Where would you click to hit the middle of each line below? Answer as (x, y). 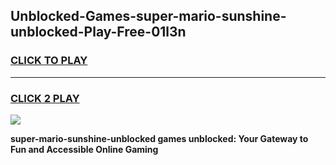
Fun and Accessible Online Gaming (84, 149)
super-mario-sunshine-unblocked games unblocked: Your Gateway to (159, 138)
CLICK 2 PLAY (45, 98)
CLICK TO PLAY (49, 61)
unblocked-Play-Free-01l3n (98, 32)
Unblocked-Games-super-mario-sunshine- (148, 16)
